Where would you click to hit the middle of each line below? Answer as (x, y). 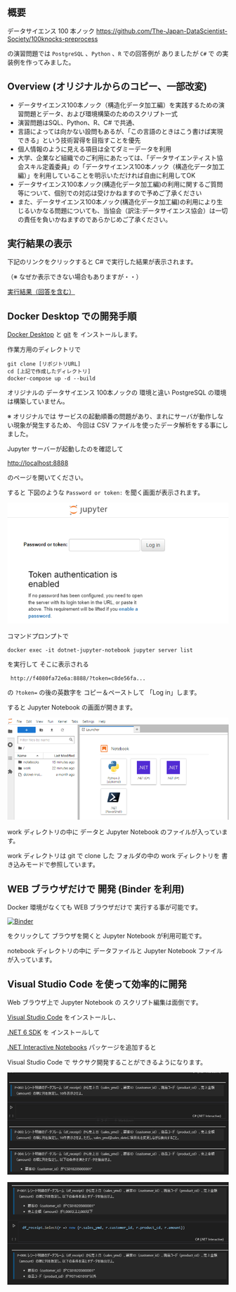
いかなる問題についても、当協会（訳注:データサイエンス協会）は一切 (129, 211)
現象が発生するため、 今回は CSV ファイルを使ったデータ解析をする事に (118, 426)
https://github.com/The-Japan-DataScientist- (162, 31)
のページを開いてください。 (47, 478)
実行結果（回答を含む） (41, 292)
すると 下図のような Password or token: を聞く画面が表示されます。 (106, 492)
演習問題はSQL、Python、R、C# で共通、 (78, 123)
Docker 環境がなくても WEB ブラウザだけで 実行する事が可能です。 (104, 907)
